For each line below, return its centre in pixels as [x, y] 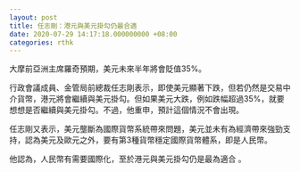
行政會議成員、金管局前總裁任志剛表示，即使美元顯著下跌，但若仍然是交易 [146, 88]
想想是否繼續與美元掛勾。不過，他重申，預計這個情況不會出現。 [126, 110]
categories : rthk [42, 42]
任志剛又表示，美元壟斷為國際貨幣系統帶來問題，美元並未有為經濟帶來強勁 [146, 129]
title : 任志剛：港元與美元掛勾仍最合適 [73, 26]
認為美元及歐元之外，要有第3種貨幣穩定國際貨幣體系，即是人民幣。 [148, 140]
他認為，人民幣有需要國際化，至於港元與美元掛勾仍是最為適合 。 [128, 159]
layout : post [33, 17]
